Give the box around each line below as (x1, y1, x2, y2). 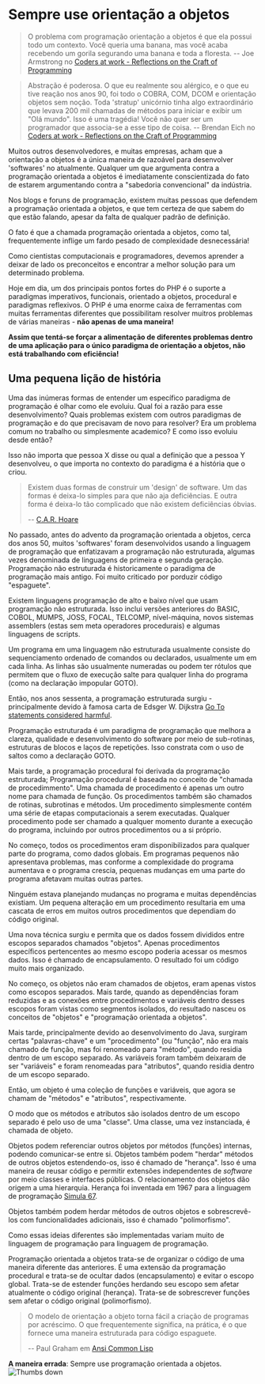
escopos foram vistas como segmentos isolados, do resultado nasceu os (8, 1004, 247, 1013)
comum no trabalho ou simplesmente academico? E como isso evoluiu (8, 426, 238, 436)
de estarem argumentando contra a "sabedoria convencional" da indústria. (8, 180, 252, 189)
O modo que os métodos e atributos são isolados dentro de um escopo (8, 1109, 240, 1118)
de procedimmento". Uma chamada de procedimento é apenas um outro (8, 783, 244, 792)
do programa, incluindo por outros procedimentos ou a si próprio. (8, 825, 221, 834)
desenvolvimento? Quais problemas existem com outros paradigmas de (8, 410, 241, 419)
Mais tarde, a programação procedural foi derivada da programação (8, 766, 230, 776)
